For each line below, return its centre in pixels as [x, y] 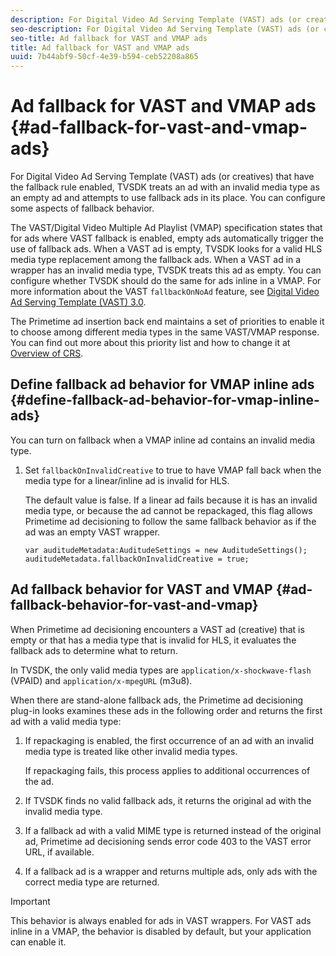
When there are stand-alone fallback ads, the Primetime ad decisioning [157, 700]
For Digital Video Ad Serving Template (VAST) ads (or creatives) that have [162, 177]
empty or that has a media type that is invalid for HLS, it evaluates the [153, 640]
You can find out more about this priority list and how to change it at [150, 343]
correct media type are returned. [92, 882]
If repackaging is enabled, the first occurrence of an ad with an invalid [169, 740]
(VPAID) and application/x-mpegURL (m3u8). [101, 680]
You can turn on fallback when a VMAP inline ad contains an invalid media [163, 440]
